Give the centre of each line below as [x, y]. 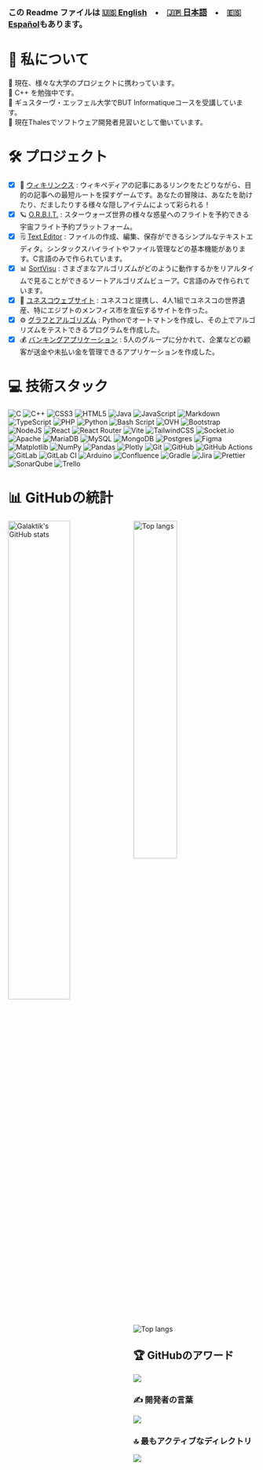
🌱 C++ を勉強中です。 [43, 93]
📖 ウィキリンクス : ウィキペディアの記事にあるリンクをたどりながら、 [132, 185]
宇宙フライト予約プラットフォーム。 [78, 226]
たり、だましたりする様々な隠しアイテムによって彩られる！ [115, 204]
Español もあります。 [48, 24]
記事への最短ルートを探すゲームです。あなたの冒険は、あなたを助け [143, 195]
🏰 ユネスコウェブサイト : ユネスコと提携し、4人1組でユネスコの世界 [129, 300]
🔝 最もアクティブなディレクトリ [193, 1441]
